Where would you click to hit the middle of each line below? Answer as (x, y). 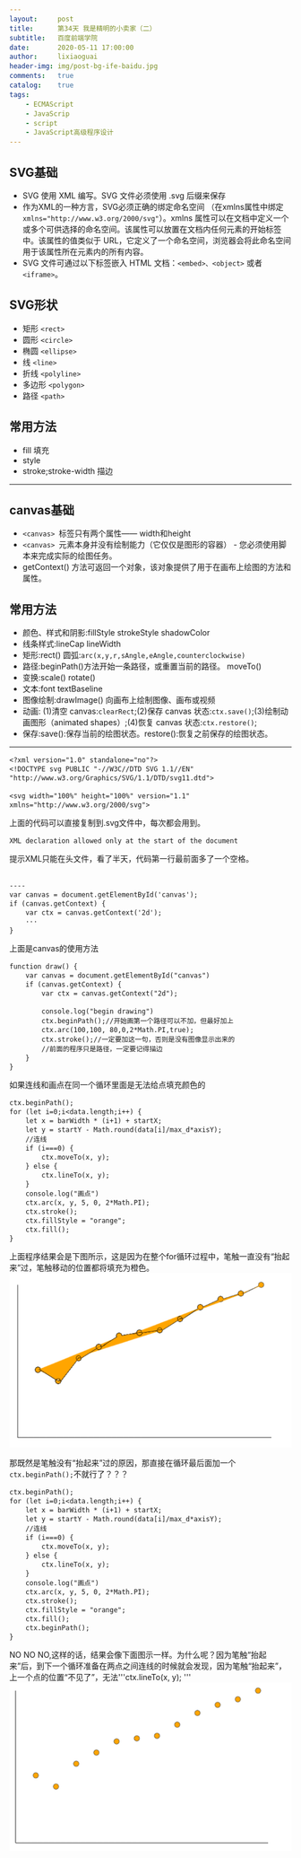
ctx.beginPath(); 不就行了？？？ (69, 1474)
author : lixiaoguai (54, 57)
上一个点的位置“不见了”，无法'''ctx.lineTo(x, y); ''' (100, 1678)
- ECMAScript (50, 104)
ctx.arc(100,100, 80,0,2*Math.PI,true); (118, 1030)
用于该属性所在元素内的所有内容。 (85, 251)
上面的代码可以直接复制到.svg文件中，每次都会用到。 (107, 823)
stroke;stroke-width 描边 (68, 470)
